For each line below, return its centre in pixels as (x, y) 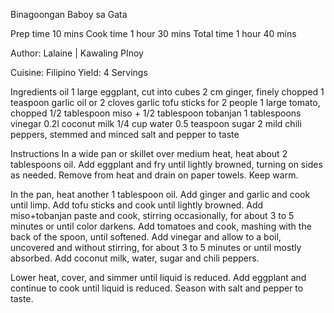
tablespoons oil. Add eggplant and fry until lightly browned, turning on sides (166, 164)
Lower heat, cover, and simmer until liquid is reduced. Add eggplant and (158, 277)
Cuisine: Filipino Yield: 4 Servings (79, 72)
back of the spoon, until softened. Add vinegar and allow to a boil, (146, 237)
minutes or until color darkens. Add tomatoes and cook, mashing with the (161, 226)
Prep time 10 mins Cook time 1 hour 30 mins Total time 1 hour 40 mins (153, 33)
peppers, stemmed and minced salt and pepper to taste (125, 134)
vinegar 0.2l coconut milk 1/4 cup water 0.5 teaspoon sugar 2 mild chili (156, 123)
